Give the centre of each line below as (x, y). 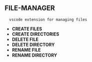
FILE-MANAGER (30, 8)
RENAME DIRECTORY (35, 55)
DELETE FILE (25, 39)
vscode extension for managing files (48, 19)
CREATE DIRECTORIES (35, 34)
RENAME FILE (26, 50)
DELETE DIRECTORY (33, 45)
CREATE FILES (27, 29)
